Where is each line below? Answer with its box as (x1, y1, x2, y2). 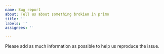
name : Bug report (5, 7, 41, 12)
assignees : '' (5, 26, 35, 30)
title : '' (5, 16, 26, 21)
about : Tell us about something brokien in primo (5, 12, 110, 17)
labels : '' (5, 21, 28, 26)
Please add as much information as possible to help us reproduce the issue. (5, 43, 160, 49)
